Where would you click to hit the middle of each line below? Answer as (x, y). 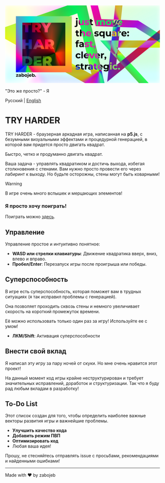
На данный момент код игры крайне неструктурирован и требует (74, 378)
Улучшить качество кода (40, 431)
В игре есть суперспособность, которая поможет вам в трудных (73, 291)
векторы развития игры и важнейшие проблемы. (57, 421)
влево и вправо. (29, 259)
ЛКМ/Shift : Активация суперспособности (56, 336)
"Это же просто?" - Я (27, 91)
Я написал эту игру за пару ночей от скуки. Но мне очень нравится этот (81, 363)
